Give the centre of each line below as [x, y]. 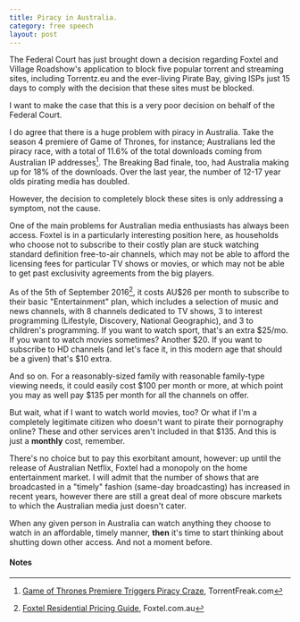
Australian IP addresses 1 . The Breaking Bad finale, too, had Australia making [149, 162]
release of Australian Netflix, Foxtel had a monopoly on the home [129, 467]
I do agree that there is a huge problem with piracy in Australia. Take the [142, 132]
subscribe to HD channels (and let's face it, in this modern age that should [146, 349]
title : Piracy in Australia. [63, 17]
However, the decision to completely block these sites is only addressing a [146, 199]
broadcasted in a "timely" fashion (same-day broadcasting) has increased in [150, 486]
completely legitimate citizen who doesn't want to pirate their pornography [146, 422]
